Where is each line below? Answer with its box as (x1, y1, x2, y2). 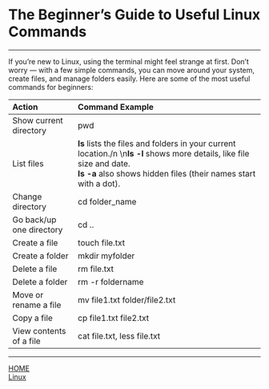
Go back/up (12, 214, 57, 225)
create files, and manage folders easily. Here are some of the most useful (8, 74, 251, 83)
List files (12, 158, 44, 169)
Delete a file (12, 263, 58, 274)
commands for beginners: (8, 82, 94, 91)
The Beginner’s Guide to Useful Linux (8, 6, 261, 24)
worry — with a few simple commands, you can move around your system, (8, 65, 255, 75)
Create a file (12, 237, 58, 248)
